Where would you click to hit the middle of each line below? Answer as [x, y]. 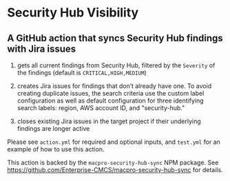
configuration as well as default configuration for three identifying [111, 100]
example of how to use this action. [56, 149]
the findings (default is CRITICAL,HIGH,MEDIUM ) [82, 73]
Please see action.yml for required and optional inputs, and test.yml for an [114, 142]
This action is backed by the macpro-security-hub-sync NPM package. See [113, 162]
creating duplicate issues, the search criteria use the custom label [111, 93]
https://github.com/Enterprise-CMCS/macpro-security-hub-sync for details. [115, 170]
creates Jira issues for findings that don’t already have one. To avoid [114, 86]
